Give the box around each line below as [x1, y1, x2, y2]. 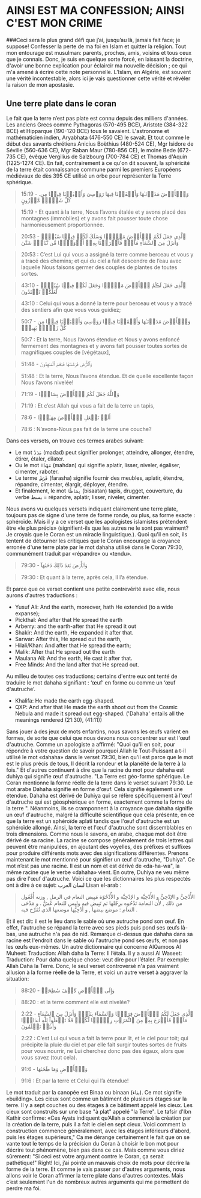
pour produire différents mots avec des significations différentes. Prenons [6, 849, 189, 857]
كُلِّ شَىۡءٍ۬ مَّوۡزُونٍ [20, 196, 71, 203]
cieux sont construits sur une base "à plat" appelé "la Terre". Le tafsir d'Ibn [6, 1108, 192, 1115]
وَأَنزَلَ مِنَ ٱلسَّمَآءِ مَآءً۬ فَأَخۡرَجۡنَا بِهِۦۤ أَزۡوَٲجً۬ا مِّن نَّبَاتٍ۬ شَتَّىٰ [20, 239, 179, 246]
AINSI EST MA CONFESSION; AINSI [6, 4, 185, 17]
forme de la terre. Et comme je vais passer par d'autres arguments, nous [6, 1165, 186, 1173]
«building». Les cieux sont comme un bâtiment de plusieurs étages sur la [6, 1095, 187, 1102]
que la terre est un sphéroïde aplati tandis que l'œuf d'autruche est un [6, 817, 180, 825]
